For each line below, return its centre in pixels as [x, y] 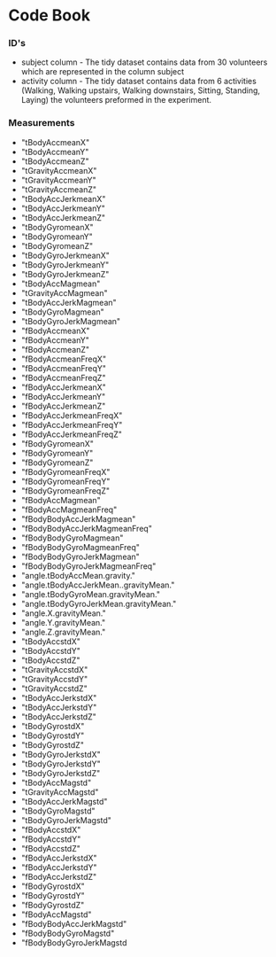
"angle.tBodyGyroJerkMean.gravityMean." [99, 603]
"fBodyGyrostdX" [53, 886]
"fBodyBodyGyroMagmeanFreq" [80, 547]
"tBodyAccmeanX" [55, 142]
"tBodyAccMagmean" [61, 284]
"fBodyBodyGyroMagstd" [68, 933]
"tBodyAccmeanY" [55, 152]
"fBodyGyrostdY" [53, 895]
